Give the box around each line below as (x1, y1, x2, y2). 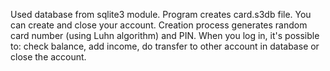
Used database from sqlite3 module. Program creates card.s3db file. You (10, 9, 312, 20)
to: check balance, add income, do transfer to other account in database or (10, 40, 320, 52)
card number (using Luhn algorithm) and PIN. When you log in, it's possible (10, 30, 320, 41)
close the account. (10, 51, 87, 63)
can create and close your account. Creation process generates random (10, 19, 308, 31)
